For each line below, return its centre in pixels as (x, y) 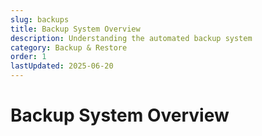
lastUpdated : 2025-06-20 (62, 66)
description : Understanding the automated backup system (131, 38)
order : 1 (28, 57)
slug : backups (40, 19)
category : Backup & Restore (69, 47)
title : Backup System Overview (75, 29)
